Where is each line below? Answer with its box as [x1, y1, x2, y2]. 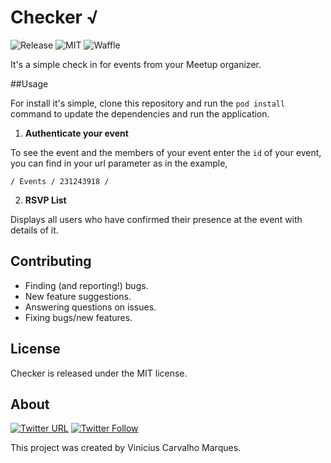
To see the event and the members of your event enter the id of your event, [10, 146, 322, 158]
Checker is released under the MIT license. [10, 367, 188, 379]
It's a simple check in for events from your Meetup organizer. [10, 58, 262, 70]
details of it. [10, 224, 59, 236]
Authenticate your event [24, 127, 129, 139]
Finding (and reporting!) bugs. [24, 279, 149, 291]
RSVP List [24, 194, 67, 206]
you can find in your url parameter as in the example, [10, 157, 228, 169]
